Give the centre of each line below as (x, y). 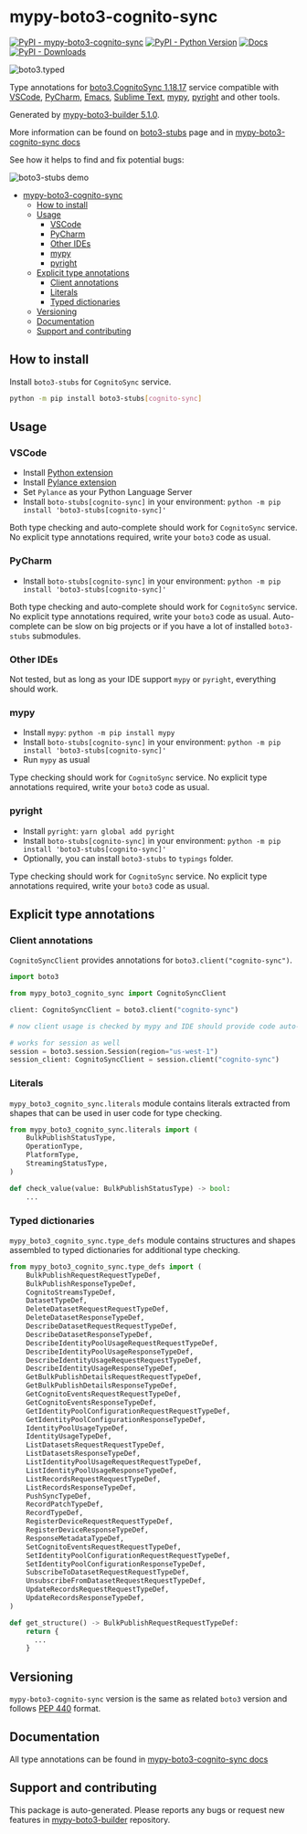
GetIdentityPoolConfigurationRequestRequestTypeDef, (128, 1411)
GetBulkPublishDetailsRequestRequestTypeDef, (114, 1377)
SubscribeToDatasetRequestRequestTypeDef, (108, 1573)
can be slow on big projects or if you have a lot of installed (157, 626)
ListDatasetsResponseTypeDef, (84, 1454)
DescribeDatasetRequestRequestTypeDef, (102, 1326)
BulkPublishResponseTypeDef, (81, 1284)
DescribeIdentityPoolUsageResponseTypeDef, (110, 1352)
